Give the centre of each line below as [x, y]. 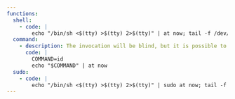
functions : [22, 14]
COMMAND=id [48, 59]
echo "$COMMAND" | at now [70, 66]
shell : [22, 20]
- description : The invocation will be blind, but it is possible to [123, 46]
